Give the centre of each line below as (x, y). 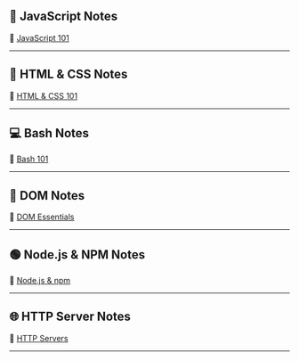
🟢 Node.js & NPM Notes (77, 254)
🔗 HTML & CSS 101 (44, 95)
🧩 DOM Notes (47, 196)
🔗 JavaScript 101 (39, 37)
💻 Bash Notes (49, 133)
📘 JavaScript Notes (64, 16)
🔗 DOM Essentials (42, 217)
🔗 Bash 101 (29, 159)
